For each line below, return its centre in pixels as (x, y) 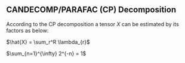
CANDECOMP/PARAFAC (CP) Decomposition (91, 10)
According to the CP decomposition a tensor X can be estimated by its (92, 24)
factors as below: (27, 30)
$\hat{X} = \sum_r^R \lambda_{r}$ (48, 42)
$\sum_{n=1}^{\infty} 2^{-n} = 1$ (46, 53)
